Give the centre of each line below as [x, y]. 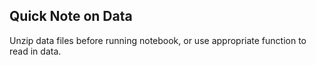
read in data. [35, 51]
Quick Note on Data [71, 16]
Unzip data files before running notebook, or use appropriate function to [158, 40]
